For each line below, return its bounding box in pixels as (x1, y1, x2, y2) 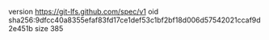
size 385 (35, 24, 64, 33)
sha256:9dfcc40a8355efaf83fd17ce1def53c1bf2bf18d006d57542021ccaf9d (8, 15, 261, 25)
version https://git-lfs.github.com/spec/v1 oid (8, 7, 159, 16)
